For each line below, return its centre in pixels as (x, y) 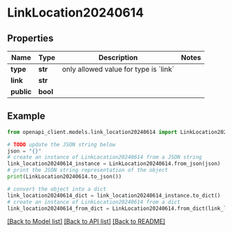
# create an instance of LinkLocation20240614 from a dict (94, 202)
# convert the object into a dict (57, 189)
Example (26, 116)
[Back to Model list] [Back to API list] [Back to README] (86, 222)
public (21, 91)
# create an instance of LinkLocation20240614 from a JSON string (105, 157)
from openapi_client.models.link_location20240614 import (92, 132)
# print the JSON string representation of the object (88, 171)
